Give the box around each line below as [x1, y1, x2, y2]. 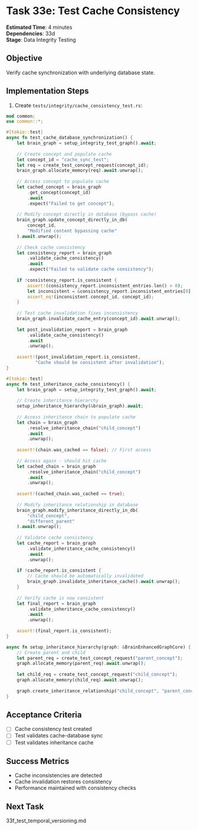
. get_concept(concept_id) [27, 189, 91, 195]
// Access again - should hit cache [16, 458, 107, 464]
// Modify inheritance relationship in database [16, 501, 138, 508]
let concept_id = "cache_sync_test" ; [16, 156, 110, 163]
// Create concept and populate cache [16, 151, 112, 157]
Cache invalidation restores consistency [14, 778, 112, 785]
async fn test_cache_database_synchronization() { [6, 134, 133, 141]
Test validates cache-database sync [14, 732, 103, 739]
